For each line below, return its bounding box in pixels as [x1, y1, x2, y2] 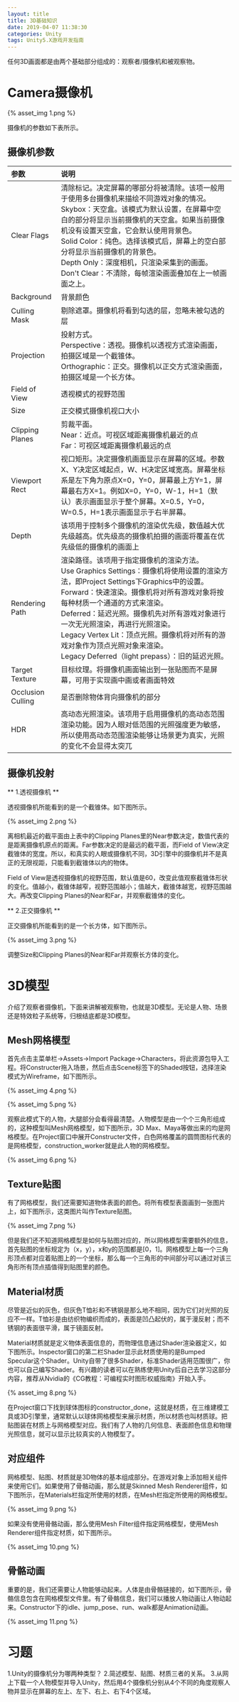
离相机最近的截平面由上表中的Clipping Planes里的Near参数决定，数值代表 [7, 831, 223, 840]
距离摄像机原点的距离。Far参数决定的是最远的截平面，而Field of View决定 [13, 840, 230, 849]
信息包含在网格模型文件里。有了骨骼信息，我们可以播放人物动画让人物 [13, 1594, 219, 1602]
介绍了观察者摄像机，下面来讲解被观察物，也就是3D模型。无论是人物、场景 [7, 1002, 228, 1011]
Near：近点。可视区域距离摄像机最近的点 [60, 429, 198, 439]
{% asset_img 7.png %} [7, 1221, 76, 1230]
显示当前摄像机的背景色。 [75, 247, 161, 257]
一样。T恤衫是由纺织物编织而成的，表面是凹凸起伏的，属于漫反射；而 [19, 1315, 224, 1323]
